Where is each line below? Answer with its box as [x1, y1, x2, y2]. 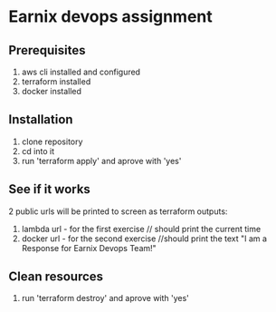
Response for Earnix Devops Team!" [21, 242, 157, 253]
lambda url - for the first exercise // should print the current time [21, 223, 262, 234]
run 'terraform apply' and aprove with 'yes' [21, 155, 182, 166]
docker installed [21, 86, 82, 96]
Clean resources [8, 269, 104, 285]
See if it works [8, 181, 91, 197]
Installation [8, 112, 73, 128]
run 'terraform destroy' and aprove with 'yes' [21, 293, 189, 304]
